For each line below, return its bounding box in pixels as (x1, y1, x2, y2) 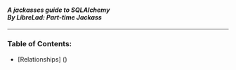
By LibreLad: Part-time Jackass (7, 13, 102, 21)
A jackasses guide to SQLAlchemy (7, 6, 110, 14)
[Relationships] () (17, 55, 68, 63)
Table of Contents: (7, 39, 72, 49)
